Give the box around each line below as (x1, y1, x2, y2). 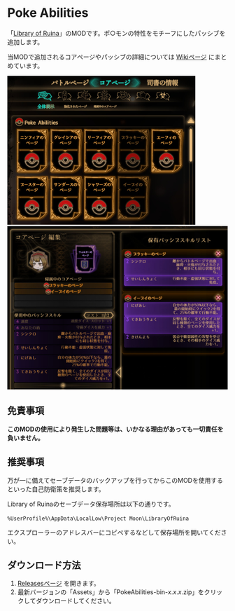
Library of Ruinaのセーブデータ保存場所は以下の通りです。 (7, 500, 175, 508)
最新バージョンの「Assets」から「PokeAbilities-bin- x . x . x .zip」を (17, 588, 205, 596)
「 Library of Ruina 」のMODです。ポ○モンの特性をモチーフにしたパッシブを (7, 29, 226, 37)
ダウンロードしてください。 (36, 597, 115, 605)
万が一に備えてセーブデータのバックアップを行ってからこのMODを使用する (7, 476, 224, 484)
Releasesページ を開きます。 (17, 579, 100, 588)
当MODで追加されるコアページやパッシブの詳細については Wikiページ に (7, 53, 215, 61)
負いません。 (7, 433, 44, 442)
